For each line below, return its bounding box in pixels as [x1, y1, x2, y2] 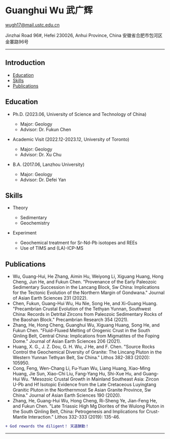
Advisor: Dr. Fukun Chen [20, 126, 71, 132]
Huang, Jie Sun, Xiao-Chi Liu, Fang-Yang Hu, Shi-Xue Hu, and [12, 371, 142, 377]
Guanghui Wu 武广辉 [5, 5, 93, 16]
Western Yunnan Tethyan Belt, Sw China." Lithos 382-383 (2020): [12, 355, 150, 361]
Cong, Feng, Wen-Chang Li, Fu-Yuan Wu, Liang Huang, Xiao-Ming [12, 365, 151, 371]
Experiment [12, 230, 37, 236]
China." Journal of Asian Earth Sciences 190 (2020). [12, 392, 121, 398]
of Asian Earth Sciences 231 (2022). [12, 295, 88, 301]
